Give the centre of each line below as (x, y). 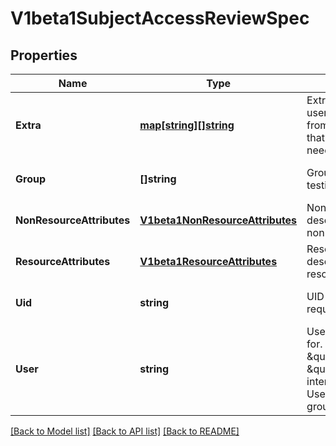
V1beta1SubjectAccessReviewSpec (160, 18)
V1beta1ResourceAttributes (208, 261)
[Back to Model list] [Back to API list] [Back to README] (125, 431)
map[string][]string (187, 125)
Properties (44, 55)
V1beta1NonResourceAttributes (218, 220)
